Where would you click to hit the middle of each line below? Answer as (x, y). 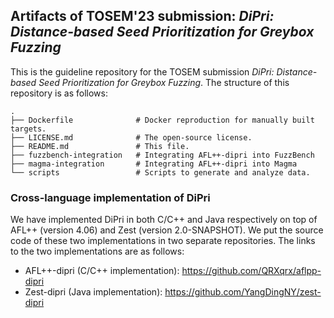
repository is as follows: (59, 93)
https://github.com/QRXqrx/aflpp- (251, 271)
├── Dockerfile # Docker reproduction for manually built (162, 120)
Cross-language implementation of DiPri (110, 197)
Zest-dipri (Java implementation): (93, 292)
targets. (28, 129)
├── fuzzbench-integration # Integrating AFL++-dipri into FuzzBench (162, 155)
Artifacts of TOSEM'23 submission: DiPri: (142, 16)
